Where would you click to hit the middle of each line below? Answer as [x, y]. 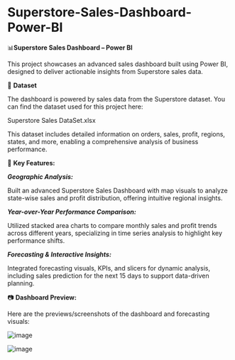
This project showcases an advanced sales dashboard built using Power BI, [118, 64]
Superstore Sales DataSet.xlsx [51, 120]
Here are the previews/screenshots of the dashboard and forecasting [109, 314]
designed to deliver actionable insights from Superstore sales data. [105, 71]
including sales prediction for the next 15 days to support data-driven [108, 276]
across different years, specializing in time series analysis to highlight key [115, 233]
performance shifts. [36, 240]
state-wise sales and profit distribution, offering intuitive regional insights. [115, 198]
